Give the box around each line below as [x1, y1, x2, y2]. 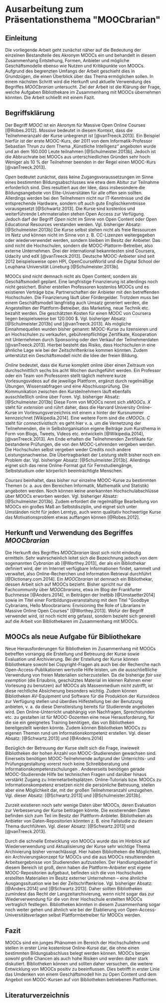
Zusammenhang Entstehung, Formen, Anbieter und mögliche [5, 58, 130, 63]
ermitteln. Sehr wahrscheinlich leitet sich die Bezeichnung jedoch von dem [5, 555, 158, 561]
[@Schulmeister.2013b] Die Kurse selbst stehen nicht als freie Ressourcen [5, 227, 157, 232]
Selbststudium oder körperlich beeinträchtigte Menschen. [5, 467, 123, 473]
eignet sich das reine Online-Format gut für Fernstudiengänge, [5, 462, 133, 468]
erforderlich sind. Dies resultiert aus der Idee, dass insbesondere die [5, 184, 145, 190]
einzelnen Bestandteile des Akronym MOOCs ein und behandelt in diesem [5, 52, 156, 58]
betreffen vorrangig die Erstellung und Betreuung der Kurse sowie [5, 651, 140, 657]
